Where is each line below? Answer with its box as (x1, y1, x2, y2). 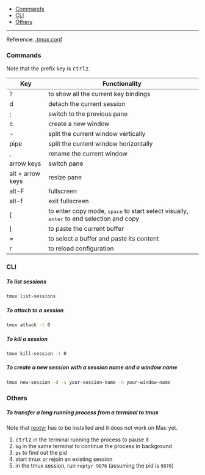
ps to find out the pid (15, 449, 67, 457)
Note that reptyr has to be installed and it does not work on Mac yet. (6, 424, 178, 432)
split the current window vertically (48, 130, 146, 138)
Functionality (103, 80, 142, 88)
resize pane (48, 173, 82, 182)
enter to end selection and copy (48, 214, 139, 223)
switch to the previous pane (48, 110, 128, 118)
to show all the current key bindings (48, 90, 151, 99)
